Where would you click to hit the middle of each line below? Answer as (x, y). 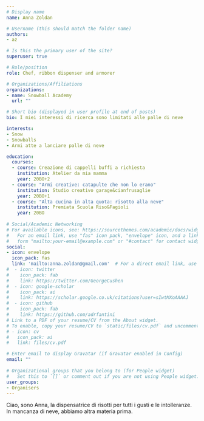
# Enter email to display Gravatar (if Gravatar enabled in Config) (95, 354)
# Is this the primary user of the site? (59, 51)
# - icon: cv (23, 332)
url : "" (22, 101)
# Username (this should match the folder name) (69, 29)
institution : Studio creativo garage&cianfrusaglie (84, 190)
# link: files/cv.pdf (36, 343)
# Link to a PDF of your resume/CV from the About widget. (83, 320)
